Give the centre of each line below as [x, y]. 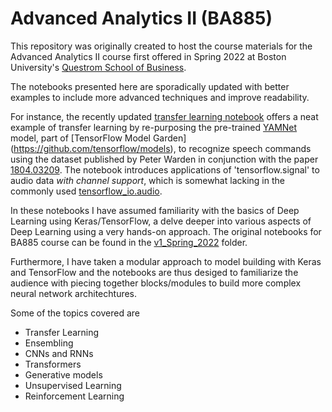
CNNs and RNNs [59, 353]
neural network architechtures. [74, 293]
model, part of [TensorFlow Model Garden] [98, 138]
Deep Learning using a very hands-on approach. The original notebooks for [166, 231]
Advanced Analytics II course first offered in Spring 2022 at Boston [148, 56]
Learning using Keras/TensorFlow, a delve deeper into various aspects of [161, 221]
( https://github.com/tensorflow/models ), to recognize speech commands [161, 148]
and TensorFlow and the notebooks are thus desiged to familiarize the [154, 272]
